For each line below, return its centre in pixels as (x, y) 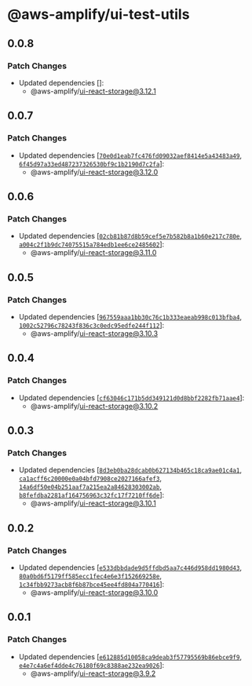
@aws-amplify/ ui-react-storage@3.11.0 (93, 253)
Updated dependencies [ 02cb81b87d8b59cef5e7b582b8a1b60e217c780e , (130, 236)
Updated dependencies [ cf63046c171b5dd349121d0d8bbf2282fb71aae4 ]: (131, 397)
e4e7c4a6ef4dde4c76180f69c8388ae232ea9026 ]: (91, 665)
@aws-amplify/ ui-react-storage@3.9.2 (93, 673)
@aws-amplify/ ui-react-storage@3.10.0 (94, 593)
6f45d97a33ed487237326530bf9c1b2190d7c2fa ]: (91, 163)
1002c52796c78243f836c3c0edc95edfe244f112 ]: (91, 325)
